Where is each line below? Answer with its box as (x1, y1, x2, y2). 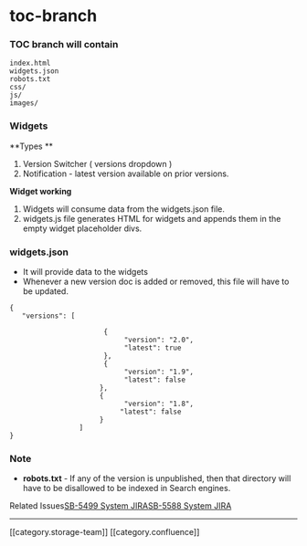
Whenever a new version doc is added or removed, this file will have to (22, 276, 290, 288)
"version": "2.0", (123, 335, 195, 345)
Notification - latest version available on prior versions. (22, 168, 229, 179)
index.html (9, 58, 51, 68)
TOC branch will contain (9, 38, 119, 51)
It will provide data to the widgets (22, 267, 149, 278)
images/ (9, 99, 39, 108)
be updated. (22, 286, 69, 297)
